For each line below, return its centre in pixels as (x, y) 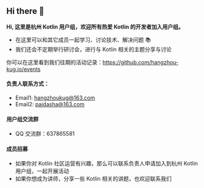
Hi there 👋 (25, 11)
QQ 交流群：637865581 (45, 134)
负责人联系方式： (28, 84)
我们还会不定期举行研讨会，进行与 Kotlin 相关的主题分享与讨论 (93, 49)
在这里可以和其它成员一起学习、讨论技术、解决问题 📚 (83, 40)
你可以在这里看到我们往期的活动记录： (54, 62)
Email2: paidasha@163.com (50, 104)
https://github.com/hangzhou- (141, 62)
